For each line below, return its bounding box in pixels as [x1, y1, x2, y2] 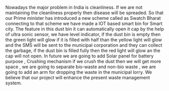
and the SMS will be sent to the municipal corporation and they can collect [5, 42, 162, 48]
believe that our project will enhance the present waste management [5, 75, 150, 80]
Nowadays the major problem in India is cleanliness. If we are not [5, 5, 143, 10]
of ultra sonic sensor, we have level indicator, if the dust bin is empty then [5, 32, 161, 37]
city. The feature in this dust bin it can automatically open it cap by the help [5, 26, 164, 32]
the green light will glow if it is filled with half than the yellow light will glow [5, 37, 162, 43]
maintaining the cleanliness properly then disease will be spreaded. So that [5, 10, 164, 16]
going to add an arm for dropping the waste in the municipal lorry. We [5, 69, 152, 75]
